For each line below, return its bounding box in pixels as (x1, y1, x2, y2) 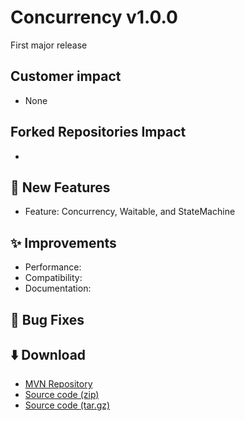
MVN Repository (24, 378, 93, 390)
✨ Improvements (10, 234, 117, 251)
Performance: (24, 261, 82, 273)
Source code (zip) (24, 389, 100, 401)
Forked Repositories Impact (10, 124, 187, 141)
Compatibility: (24, 272, 83, 284)
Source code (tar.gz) (24, 399, 111, 411)
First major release (10, 39, 88, 51)
